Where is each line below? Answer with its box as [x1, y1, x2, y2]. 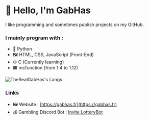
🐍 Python [12, 46, 32, 52]
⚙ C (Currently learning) [12, 59, 64, 65]
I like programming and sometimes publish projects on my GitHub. [5, 21, 144, 28]
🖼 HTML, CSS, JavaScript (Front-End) [12, 52, 94, 58]
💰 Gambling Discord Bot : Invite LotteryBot [12, 109, 103, 115]
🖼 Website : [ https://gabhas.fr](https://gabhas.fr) [12, 101, 117, 107]
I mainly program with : [5, 34, 64, 41]
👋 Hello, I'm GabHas [5, 5, 91, 16]
